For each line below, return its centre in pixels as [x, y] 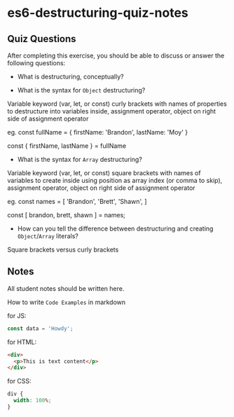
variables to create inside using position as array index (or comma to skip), [115, 180]
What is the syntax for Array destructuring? [80, 159]
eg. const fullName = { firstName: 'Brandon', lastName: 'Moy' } [98, 132]
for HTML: [22, 342]
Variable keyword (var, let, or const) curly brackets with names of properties [117, 104]
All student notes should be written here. [66, 288]
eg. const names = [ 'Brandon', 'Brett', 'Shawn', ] [77, 201]
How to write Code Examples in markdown [67, 302]
